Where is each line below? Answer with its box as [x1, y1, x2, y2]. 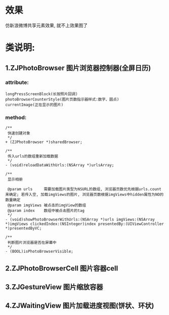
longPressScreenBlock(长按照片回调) [5, 92, 78, 97]
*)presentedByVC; [5, 226, 42, 231]
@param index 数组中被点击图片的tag [7, 208, 85, 213]
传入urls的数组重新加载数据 [7, 154, 58, 159]
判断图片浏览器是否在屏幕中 [7, 240, 57, 245]
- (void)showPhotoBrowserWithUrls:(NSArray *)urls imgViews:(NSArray [5, 217, 155, 222]
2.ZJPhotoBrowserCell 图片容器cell [5, 264, 118, 273]
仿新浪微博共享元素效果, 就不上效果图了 [5, 22, 88, 28]
